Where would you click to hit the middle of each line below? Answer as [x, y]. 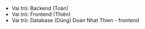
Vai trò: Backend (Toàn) [40, 8]
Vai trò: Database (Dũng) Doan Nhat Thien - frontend [75, 20]
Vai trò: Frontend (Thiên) [41, 14]
